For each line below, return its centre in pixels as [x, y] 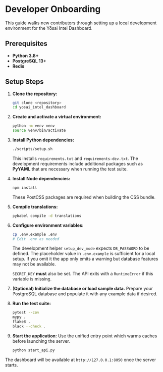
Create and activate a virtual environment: [57, 117]
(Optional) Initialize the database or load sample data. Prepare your [82, 289]
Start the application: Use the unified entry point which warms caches [85, 336]
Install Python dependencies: [43, 140]
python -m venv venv [33, 126]
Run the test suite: [31, 304]
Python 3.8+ [25, 55]
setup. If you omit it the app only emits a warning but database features [85, 259]
